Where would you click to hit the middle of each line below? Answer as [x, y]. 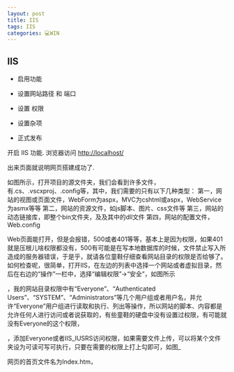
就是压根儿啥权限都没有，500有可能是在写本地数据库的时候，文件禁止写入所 [117, 248]
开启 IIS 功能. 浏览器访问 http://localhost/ [65, 153]
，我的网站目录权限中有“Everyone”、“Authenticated [81, 289]
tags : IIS [22, 26]
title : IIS [23, 20]
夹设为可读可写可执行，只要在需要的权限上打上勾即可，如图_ [94, 347]
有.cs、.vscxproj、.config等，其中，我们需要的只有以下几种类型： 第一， [112, 191]
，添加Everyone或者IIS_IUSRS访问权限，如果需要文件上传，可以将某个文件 [114, 339]
